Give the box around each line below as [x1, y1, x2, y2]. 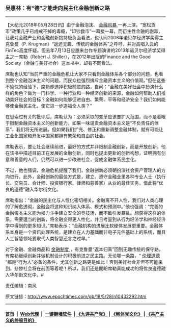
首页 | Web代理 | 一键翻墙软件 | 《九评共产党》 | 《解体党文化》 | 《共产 [5, 311, 160, 317]
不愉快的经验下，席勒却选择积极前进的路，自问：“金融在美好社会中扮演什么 [5, 84, 164, 90]
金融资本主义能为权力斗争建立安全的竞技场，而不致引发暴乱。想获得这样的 [5, 210, 161, 216]
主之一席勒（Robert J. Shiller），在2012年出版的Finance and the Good [5, 54, 151, 60]
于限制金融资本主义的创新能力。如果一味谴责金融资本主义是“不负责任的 [5, 120, 155, 126]
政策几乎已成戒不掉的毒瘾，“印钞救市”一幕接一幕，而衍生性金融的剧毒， [12, 28, 163, 34]
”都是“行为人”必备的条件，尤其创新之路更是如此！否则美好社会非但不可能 [5, 259, 159, 265]
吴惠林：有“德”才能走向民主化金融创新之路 [5, 4, 110, 11]
